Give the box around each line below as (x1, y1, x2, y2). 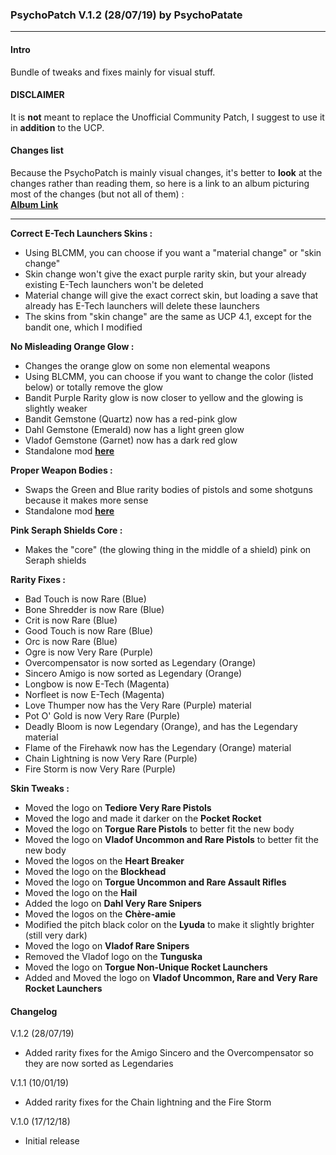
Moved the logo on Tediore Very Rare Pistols (24, 801, 212, 813)
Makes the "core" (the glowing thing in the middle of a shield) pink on (24, 543, 312, 555)
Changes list (10, 144, 64, 157)
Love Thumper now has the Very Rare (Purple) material (24, 699, 252, 711)
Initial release (24, 1135, 80, 1147)
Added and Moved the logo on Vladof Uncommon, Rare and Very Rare (24, 971, 318, 983)
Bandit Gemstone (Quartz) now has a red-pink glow (24, 413, 238, 425)
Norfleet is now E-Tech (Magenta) (24, 688, 165, 700)
